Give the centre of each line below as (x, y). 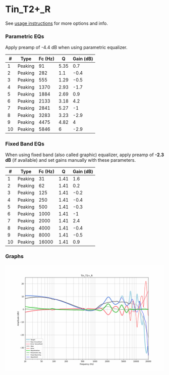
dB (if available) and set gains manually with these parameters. (71, 160)
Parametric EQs (25, 36)
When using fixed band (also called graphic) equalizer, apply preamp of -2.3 (85, 155)
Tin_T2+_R (28, 9)
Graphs (14, 256)
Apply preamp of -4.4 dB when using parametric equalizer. (66, 48)
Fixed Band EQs (25, 144)
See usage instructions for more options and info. (57, 23)
